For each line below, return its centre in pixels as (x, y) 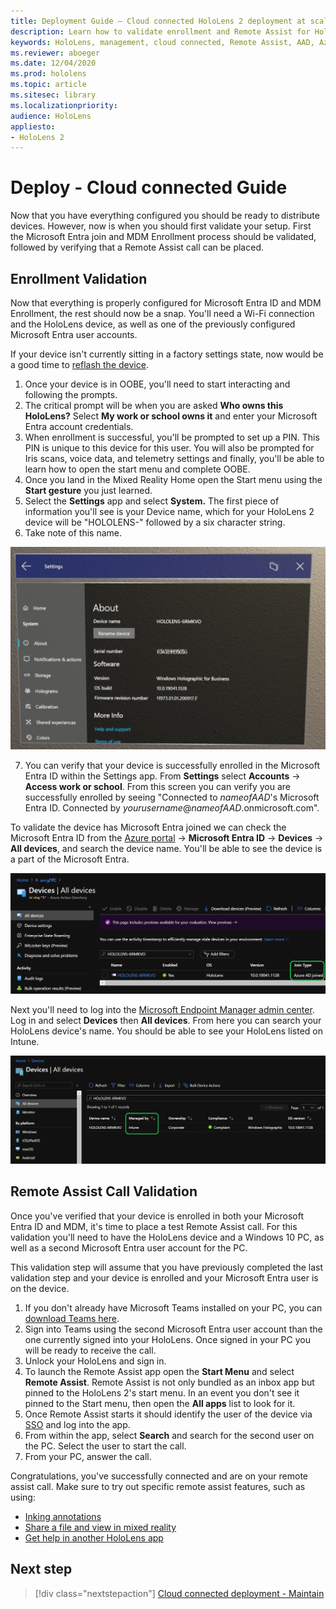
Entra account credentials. (79, 426)
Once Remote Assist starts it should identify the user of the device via (168, 1414)
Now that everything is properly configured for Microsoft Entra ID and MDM (166, 303)
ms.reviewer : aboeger (55, 53)
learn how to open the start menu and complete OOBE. (137, 469)
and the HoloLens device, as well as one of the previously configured (153, 324)
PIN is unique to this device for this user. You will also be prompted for (169, 448)
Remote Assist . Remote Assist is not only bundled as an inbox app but (169, 1382)
